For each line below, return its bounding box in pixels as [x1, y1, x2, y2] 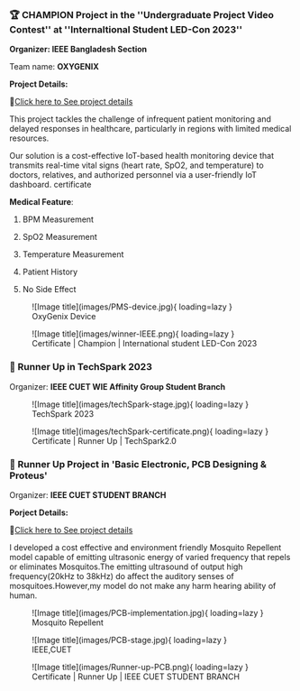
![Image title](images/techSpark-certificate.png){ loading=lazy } [32, 426, 268, 437]
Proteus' [9, 469, 48, 482]
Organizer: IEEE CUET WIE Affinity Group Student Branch [9, 381, 226, 392]
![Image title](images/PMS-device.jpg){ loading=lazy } [32, 301, 232, 312]
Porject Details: [9, 507, 69, 518]
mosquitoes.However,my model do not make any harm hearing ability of [9, 580, 277, 591]
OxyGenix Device [32, 311, 96, 322]
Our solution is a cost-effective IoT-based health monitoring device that [9, 151, 275, 161]
